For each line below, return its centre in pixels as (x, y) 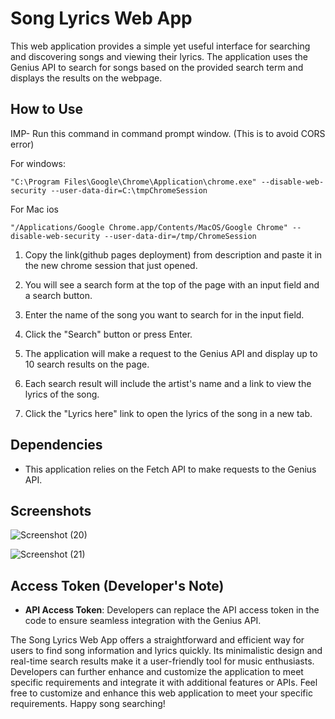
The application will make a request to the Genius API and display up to (171, 353)
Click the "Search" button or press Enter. (108, 334)
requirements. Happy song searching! (88, 704)
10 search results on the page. (87, 364)
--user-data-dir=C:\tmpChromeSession (129, 190)
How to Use (47, 109)
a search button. (58, 295)
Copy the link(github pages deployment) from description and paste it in (173, 254)
